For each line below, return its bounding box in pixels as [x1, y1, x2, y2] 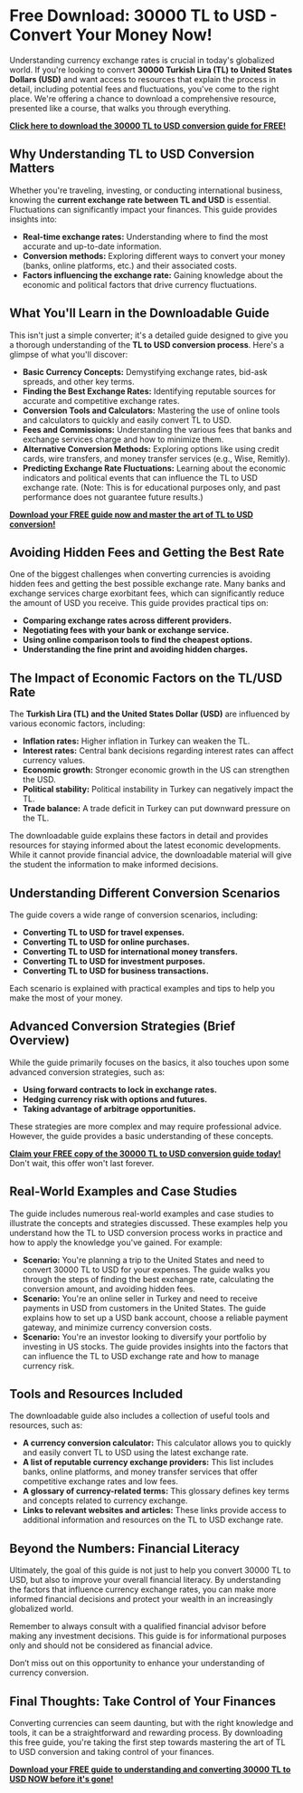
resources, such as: [9, 1420, 83, 1431]
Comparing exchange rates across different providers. [22, 615, 232, 626]
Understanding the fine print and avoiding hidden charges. [22, 644, 249, 655]
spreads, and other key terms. [22, 376, 135, 387]
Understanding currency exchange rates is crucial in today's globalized [9, 54, 275, 65]
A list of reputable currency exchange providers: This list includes [22, 1457, 274, 1468]
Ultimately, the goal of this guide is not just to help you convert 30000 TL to [9, 1565, 291, 1576]
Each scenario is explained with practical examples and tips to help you [9, 983, 276, 993]
